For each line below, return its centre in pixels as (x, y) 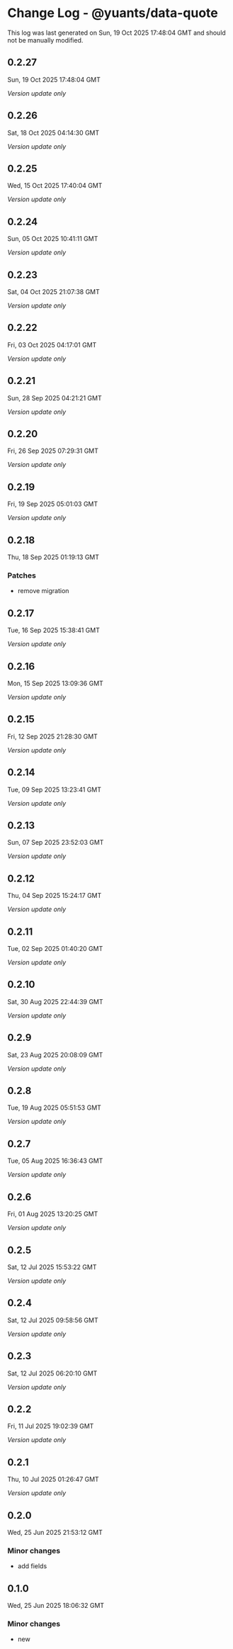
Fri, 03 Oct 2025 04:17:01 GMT (52, 344)
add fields (32, 1566)
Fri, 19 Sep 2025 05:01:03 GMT (53, 504)
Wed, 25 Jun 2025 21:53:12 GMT (55, 1532)
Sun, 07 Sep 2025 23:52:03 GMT (56, 843)
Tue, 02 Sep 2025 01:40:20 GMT (55, 949)
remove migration (43, 591)
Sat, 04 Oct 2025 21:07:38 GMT (54, 292)
